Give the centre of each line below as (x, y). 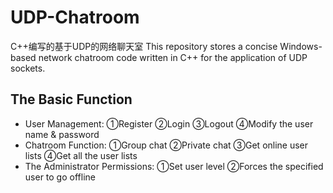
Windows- (301, 46)
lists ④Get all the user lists (81, 155)
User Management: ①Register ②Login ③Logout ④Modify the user (169, 123)
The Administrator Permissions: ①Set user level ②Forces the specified (174, 166)
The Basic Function (71, 99)
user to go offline (60, 177)
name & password (62, 134)
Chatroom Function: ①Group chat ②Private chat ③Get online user (166, 145)
